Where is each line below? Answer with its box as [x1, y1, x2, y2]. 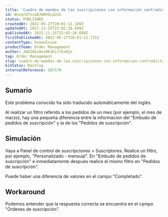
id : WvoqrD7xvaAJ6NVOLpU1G [5, 12, 61, 17]
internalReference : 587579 [5, 68, 61, 73]
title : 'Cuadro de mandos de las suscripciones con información [5, 7, 142, 12]
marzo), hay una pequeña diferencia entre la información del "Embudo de [5, 114, 156, 120]
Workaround [5, 188, 45, 196]
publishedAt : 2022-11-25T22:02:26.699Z [5, 30, 88, 35]
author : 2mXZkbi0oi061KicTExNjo [5, 49, 72, 54]
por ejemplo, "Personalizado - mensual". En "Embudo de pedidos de [5, 153, 146, 159]
